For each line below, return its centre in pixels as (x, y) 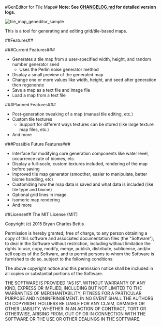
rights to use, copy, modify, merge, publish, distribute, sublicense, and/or (78, 249)
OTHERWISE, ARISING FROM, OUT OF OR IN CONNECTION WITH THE (75, 314)
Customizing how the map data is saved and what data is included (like (83, 184)
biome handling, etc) (32, 179)
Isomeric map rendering (36, 200)
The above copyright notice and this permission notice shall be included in (79, 268)
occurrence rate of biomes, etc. (44, 159)
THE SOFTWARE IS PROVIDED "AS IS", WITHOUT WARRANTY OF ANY (75, 283)
